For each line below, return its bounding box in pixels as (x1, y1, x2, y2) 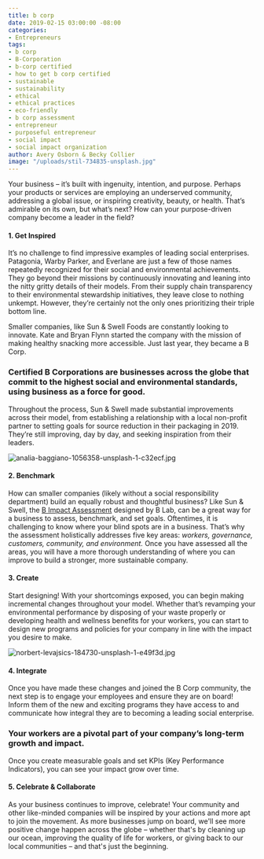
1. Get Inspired (8, 230, 57, 240)
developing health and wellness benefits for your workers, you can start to (8, 616, 249, 625)
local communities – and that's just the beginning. (8, 841, 169, 850)
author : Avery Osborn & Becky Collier (8, 150, 135, 158)
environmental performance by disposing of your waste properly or (8, 607, 226, 618)
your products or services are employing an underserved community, (8, 188, 233, 197)
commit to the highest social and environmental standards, (8, 377, 238, 388)
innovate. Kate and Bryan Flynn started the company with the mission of (8, 330, 242, 340)
